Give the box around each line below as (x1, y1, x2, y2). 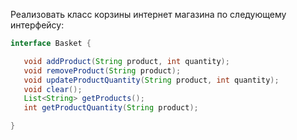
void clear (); (23, 84, 83, 94)
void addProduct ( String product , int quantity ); (23, 56, 230, 66)
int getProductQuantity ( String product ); (23, 103, 199, 113)
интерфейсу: (10, 19, 65, 31)
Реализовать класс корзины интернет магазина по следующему (10, 9, 287, 20)
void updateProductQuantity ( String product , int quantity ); (23, 75, 280, 85)
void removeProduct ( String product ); (23, 65, 182, 76)
